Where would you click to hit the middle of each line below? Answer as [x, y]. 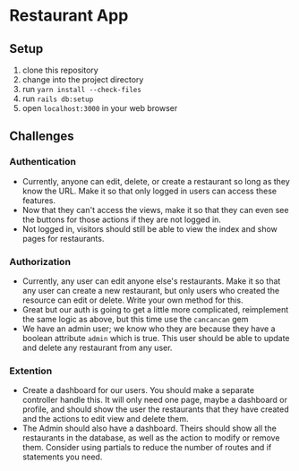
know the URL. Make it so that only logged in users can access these [149, 191]
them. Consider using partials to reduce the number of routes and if [147, 448]
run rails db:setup [58, 98]
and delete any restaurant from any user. [97, 347]
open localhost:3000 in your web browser [100, 108]
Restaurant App [69, 16]
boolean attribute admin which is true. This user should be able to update [156, 338]
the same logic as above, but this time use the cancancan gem [135, 319]
